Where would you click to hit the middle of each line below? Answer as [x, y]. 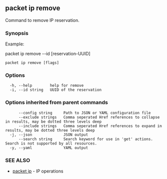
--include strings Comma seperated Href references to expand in [90, 126]
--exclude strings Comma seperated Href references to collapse [89, 117]
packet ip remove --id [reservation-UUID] [48, 54]
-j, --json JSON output [49, 135]
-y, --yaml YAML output [49, 148]
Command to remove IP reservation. [42, 20]
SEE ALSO [18, 160]
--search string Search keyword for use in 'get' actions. [86, 139]
